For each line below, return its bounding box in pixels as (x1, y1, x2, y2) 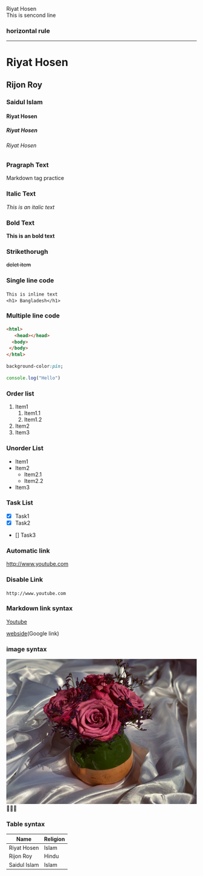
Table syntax (6, 820, 45, 828)
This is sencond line (6, 12, 56, 19)
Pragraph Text (6, 161, 49, 169)
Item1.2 (24, 416, 42, 423)
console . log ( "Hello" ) (6, 375, 61, 381)
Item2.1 (24, 471, 42, 478)
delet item (6, 261, 31, 268)
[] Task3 (14, 531, 36, 539)
